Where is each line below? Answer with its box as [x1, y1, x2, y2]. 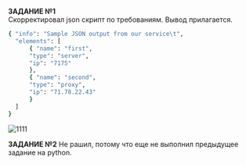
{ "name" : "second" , [28, 74, 96, 81]
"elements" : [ [15, 37, 61, 45]
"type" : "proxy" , [28, 81, 86, 89]
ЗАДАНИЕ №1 [8, 7, 56, 16]
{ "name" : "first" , [28, 45, 92, 52]
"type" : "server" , [28, 52, 89, 59]
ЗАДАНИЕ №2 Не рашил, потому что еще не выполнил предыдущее [8, 139, 239, 149]
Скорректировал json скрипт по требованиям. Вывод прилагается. [8, 15, 233, 24]
